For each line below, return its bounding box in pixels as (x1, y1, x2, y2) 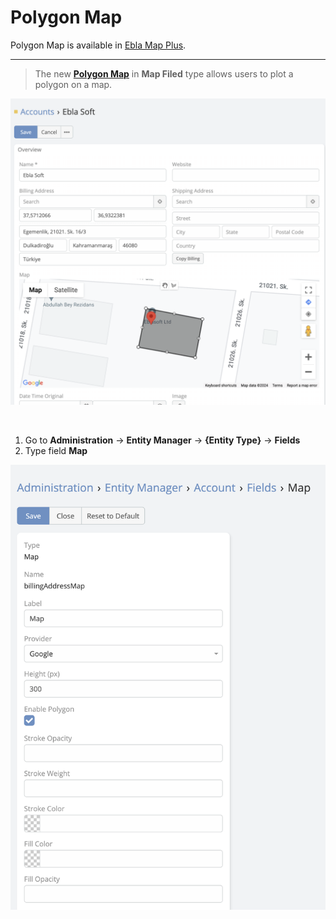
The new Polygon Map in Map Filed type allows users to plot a (34, 67, 294, 80)
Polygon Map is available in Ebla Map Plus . (10, 39, 187, 51)
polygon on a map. (34, 78, 113, 90)
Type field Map (24, 445, 88, 457)
